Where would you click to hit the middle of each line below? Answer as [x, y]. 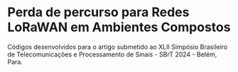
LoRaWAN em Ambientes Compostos [119, 27]
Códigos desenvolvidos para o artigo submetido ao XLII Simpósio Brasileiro [118, 47]
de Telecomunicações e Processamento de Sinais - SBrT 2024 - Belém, [112, 54]
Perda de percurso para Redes [98, 12]
